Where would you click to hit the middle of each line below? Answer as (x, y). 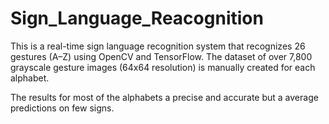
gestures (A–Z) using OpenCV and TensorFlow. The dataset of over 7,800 (161, 56)
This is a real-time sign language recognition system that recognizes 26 (158, 46)
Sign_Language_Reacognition (137, 18)
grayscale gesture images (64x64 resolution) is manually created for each (163, 67)
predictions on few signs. (62, 108)
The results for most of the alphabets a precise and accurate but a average (164, 97)
